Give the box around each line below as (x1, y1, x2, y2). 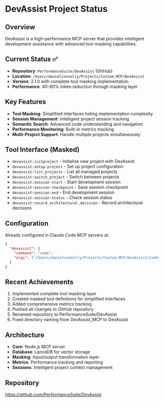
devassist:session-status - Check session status (12, 195, 112, 201)
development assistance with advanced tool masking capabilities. (5, 41, 137, 47)
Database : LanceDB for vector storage (12, 349, 90, 355)
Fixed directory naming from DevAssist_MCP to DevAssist (12, 317, 128, 322)
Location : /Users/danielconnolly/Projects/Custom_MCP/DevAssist (12, 73, 145, 79)
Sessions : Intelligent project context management (12, 364, 113, 370)
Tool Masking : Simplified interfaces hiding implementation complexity (12, 111, 153, 117)
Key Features (5, 98, 46, 106)
